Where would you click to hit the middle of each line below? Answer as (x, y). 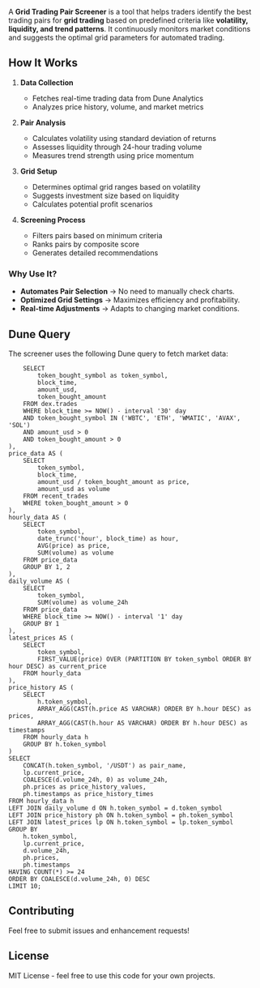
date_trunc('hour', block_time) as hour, (109, 538)
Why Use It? (33, 273)
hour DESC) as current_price (58, 666)
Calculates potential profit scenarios (92, 204)
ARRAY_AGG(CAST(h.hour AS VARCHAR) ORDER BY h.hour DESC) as (143, 723)
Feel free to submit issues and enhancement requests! (99, 930)
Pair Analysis (43, 122)
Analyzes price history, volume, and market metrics (118, 107)
